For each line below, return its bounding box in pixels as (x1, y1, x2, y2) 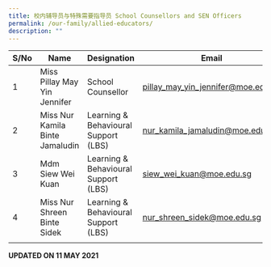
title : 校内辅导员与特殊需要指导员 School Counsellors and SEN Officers (8, 11, 242, 20)
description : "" (8, 27, 63, 35)
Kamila (40, 120, 66, 131)
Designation (87, 53, 135, 64)
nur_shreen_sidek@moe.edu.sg (142, 212, 262, 223)
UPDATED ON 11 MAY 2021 (8, 251, 99, 261)
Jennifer (40, 96, 72, 108)
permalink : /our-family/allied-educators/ (8, 19, 153, 28)
